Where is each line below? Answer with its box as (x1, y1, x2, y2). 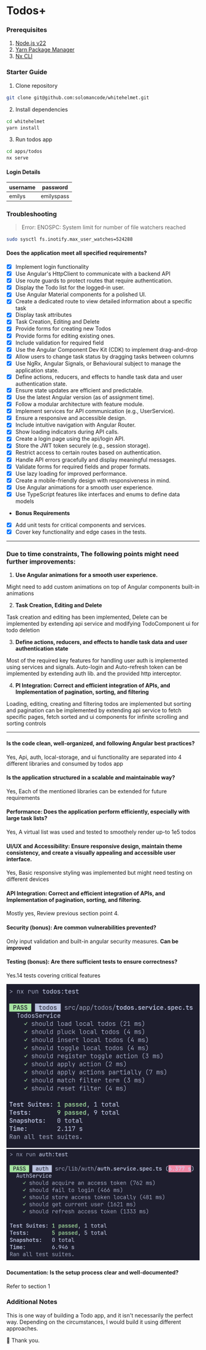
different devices (6, 875, 49, 883)
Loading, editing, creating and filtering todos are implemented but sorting (6, 700, 192, 708)
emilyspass (40, 193, 69, 200)
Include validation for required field (15, 339, 104, 346)
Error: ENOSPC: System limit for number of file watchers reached (21, 223, 186, 231)
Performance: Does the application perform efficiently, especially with (6, 808, 190, 815)
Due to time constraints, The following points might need (6, 549, 179, 558)
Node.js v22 (15, 39, 47, 47)
